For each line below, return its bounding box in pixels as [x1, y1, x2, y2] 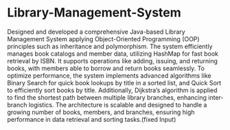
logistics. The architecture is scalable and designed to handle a [28, 100, 207, 109]
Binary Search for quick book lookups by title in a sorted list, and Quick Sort [7, 78, 222, 87]
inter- [208, 93, 224, 101]
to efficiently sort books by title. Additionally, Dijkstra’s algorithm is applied [7, 86, 218, 94]
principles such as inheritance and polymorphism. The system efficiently [7, 42, 213, 50]
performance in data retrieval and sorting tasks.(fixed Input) [7, 115, 176, 123]
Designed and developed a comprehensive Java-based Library [7, 28, 185, 36]
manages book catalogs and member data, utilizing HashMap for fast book [7, 50, 218, 58]
